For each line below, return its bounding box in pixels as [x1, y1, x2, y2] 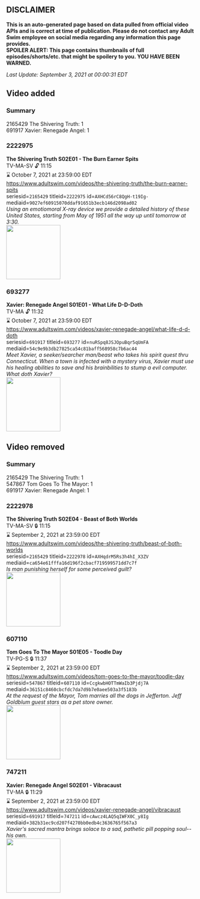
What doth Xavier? [6, 371, 53, 378]
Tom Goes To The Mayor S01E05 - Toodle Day [6, 648, 123, 656]
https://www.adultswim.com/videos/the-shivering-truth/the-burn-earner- [6, 180, 188, 187]
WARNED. [6, 59, 32, 66]
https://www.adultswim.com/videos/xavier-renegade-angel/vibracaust [6, 806, 181, 813]
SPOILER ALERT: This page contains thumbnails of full [6, 46, 144, 54]
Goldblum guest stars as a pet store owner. [6, 698, 114, 706]
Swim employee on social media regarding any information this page [6, 33, 181, 41]
